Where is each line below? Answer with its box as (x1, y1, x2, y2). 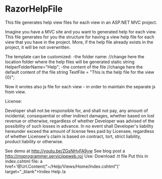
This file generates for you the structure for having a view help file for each (5, 34, 155, 40)
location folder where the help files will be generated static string (5, 59, 134, 65)
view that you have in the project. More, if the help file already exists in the (5, 39, 153, 45)
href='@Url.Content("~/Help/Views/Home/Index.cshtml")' (5, 163, 120, 169)
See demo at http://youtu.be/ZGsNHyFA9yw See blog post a (5, 148, 125, 154)
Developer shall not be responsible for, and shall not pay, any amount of (5, 108, 148, 114)
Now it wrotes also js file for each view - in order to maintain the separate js (5, 83, 156, 89)
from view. (5, 89, 26, 95)
